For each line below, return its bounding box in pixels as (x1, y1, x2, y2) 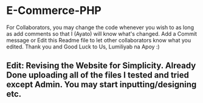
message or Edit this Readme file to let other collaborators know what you (6, 36, 191, 44)
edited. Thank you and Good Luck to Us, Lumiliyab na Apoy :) (6, 43, 160, 50)
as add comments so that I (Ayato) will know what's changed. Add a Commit (6, 30, 198, 37)
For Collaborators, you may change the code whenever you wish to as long (6, 24, 194, 31)
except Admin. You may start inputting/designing (6, 79, 197, 90)
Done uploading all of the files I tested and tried (6, 70, 190, 81)
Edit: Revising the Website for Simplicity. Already (6, 61, 196, 71)
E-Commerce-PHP (6, 4, 101, 18)
